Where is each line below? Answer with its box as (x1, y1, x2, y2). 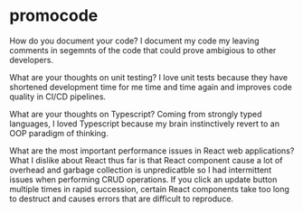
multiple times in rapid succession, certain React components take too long (9, 183, 289, 194)
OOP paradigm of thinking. (9, 127, 109, 138)
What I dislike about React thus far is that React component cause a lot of (9, 154, 283, 165)
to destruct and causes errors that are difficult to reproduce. (9, 193, 233, 204)
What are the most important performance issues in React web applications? (9, 145, 295, 156)
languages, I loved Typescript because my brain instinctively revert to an (9, 118, 280, 129)
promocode (9, 5, 99, 26)
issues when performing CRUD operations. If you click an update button (9, 173, 278, 185)
